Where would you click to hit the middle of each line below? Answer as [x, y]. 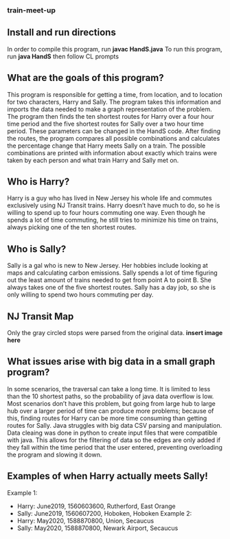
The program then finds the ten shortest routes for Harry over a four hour [111, 116]
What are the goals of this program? [85, 78]
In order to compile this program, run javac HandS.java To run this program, [115, 49]
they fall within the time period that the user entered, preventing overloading [115, 447]
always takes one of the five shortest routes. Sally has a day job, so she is [112, 288]
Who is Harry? [38, 182]
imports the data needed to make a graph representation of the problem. [110, 109]
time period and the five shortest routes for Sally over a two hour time [105, 124]
